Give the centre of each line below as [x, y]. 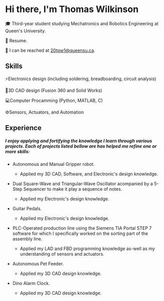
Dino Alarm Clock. [31, 283]
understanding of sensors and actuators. [62, 254]
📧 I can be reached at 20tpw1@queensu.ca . [50, 50]
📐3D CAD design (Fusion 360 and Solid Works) [54, 90]
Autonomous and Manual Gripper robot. [54, 164]
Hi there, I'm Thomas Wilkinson [72, 9]
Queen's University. [26, 31]
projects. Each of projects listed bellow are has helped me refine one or [81, 146]
